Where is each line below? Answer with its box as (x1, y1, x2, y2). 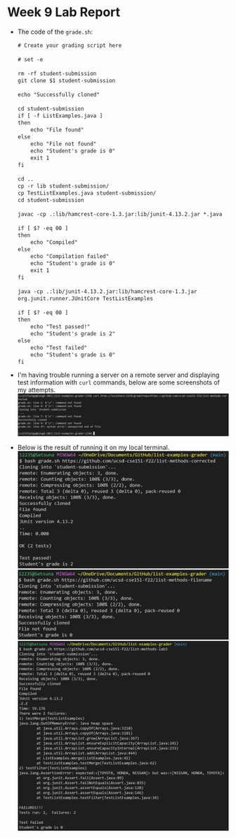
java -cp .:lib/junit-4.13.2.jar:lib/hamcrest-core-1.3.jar (17, 288, 197, 295)
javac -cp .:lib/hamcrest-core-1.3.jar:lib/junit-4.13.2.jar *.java (17, 210, 223, 218)
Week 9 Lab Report (7, 4, 121, 20)
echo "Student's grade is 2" (30, 330, 116, 337)
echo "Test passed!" (30, 323, 91, 330)
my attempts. (17, 385, 56, 394)
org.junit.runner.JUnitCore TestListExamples (17, 295, 153, 302)
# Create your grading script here (17, 41, 122, 49)
